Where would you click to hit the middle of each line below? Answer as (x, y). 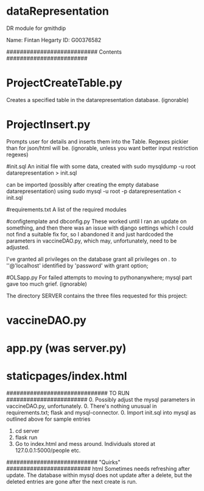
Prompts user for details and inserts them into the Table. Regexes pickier (97, 141)
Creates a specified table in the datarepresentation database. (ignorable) (97, 100)
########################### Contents (64, 52)
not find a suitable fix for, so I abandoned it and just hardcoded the (90, 234)
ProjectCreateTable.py (65, 83)
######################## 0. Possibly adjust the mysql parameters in (101, 400)
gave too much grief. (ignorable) (47, 284)
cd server (27, 431)
